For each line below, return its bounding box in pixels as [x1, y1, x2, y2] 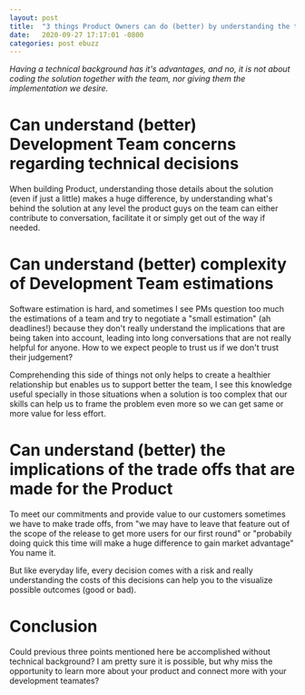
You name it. [9, 548, 56, 559]
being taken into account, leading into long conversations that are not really [9, 333, 292, 344]
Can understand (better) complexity [9, 254, 288, 275]
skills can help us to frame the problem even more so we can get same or [9, 398, 284, 409]
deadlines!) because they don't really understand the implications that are [9, 323, 286, 334]
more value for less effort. [9, 408, 106, 419]
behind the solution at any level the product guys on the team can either [9, 203, 279, 214]
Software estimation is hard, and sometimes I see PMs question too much [9, 304, 284, 315]
